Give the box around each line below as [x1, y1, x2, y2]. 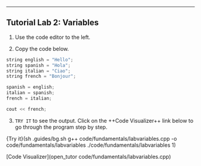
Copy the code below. [14, 45, 69, 52]
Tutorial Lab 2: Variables [6, 17, 99, 28]
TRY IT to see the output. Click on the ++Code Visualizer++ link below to [14, 117, 194, 124]
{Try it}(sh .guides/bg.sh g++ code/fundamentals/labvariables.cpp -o [6, 135, 178, 142]
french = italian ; [6, 95, 52, 102]
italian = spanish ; [6, 90, 55, 96]
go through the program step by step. [14, 123, 108, 131]
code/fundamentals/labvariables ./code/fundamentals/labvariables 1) [6, 141, 176, 149]
